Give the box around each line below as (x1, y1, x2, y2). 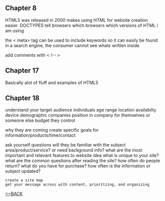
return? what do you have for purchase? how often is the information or (5, 163, 151, 169)
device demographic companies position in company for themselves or (5, 112, 150, 118)
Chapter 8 (5, 4, 37, 12)
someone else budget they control (5, 117, 75, 123)
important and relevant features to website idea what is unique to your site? (5, 152, 159, 158)
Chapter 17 (5, 66, 39, 75)
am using (5, 27, 24, 34)
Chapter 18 (5, 94, 40, 102)
